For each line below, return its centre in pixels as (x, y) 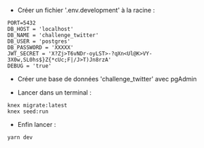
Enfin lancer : (37, 125)
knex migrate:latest (38, 105)
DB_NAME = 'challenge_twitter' (53, 35)
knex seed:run (28, 112)
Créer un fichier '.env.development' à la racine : (86, 10)
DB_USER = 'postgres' (39, 41)
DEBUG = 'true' (30, 66)
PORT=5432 (22, 23)
